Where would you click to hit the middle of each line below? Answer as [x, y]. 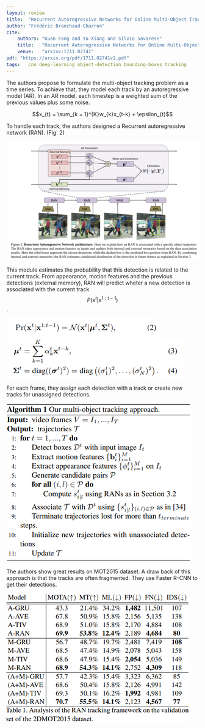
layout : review [26, 13]
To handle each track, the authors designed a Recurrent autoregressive [96, 126]
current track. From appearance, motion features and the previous [89, 276]
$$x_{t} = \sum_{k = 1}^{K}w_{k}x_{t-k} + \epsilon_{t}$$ [103, 114]
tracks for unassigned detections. [49, 395]
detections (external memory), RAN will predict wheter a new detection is [98, 283]
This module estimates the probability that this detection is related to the [97, 270]
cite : [13, 32]
